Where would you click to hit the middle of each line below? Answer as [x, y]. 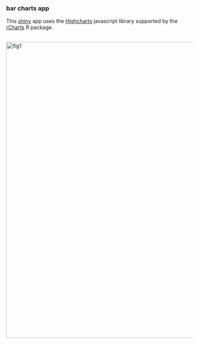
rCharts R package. [30, 27]
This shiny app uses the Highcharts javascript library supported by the [92, 21]
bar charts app [28, 8]
